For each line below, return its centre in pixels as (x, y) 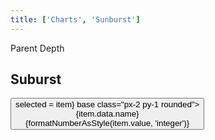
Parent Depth (37, 48)
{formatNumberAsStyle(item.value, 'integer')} (107, 123)
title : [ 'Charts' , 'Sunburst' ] (75, 19)
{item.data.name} (107, 114)
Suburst (36, 79)
